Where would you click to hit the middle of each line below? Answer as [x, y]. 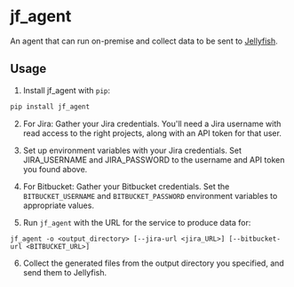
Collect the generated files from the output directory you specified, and [154, 263]
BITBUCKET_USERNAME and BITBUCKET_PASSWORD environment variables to [150, 195]
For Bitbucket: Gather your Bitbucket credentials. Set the [126, 186]
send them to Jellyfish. [65, 272]
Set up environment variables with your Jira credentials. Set [132, 150]
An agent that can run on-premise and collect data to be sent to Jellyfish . [144, 41]
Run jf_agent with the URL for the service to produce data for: [137, 222]
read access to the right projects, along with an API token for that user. [152, 133]
